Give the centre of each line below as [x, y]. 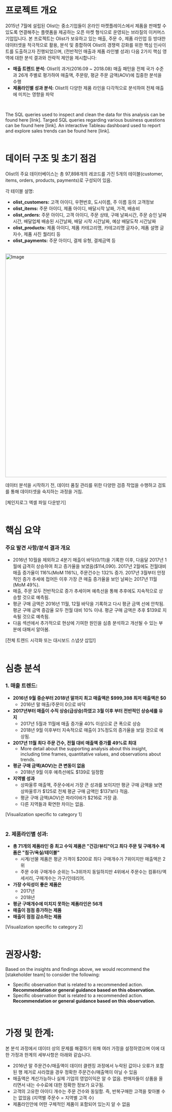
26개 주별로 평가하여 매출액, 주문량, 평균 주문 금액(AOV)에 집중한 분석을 [90, 75]
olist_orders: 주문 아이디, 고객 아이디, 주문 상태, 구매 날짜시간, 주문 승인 [85, 215]
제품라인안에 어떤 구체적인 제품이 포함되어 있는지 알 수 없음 [71, 1104]
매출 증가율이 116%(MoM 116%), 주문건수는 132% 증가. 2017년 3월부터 [84, 573]
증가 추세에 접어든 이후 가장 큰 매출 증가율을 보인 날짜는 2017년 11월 [90, 579]
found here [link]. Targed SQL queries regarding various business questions [85, 120]
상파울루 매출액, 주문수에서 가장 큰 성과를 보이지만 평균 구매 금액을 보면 [91, 785]
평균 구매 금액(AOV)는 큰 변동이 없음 [49, 765]
